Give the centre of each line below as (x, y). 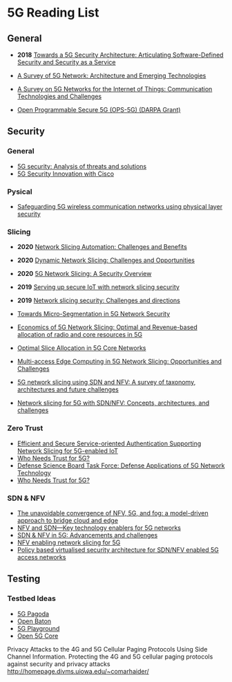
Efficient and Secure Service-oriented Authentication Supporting (109, 443)
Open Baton (34, 621)
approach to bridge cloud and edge (68, 520)
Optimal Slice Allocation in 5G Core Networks (81, 348)
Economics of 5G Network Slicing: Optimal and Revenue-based (107, 327)
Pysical (20, 192)
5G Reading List (53, 13)
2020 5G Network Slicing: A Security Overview (84, 274)
